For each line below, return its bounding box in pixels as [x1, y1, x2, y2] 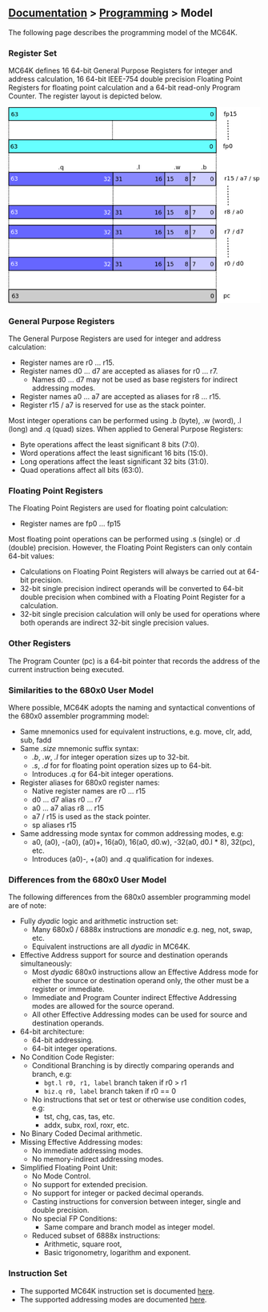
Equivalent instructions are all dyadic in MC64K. [31, 942, 190, 951]
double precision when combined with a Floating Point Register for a [19, 592, 246, 602]
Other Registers [8, 638, 71, 649]
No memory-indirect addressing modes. [31, 1154, 164, 1164]
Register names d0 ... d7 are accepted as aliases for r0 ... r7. [19, 366, 218, 376]
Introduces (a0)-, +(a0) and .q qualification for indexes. [31, 854, 214, 863]
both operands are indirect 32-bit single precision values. [19, 618, 210, 627]
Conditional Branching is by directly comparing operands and [31, 1061, 234, 1070]
